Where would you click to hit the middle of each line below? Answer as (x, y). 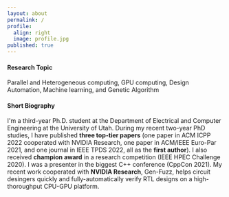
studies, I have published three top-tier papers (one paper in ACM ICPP (109, 135)
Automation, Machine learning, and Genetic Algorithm (83, 90)
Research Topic (30, 67)
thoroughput (25, 187)
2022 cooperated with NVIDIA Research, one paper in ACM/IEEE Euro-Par (112, 143)
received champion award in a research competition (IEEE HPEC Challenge (114, 157)
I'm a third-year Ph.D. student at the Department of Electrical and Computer (114, 121)
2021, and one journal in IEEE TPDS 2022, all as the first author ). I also (107, 150)
